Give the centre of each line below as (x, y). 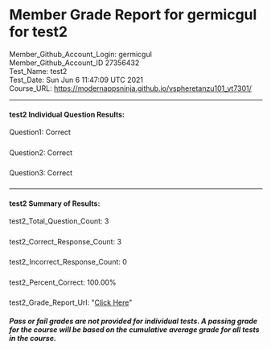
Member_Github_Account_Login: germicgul (80, 54)
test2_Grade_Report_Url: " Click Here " (71, 302)
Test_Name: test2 (38, 71)
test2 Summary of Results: (55, 203)
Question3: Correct (41, 172)
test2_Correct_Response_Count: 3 (66, 241)
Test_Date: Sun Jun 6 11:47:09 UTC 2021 (76, 80)
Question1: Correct (40, 132)
